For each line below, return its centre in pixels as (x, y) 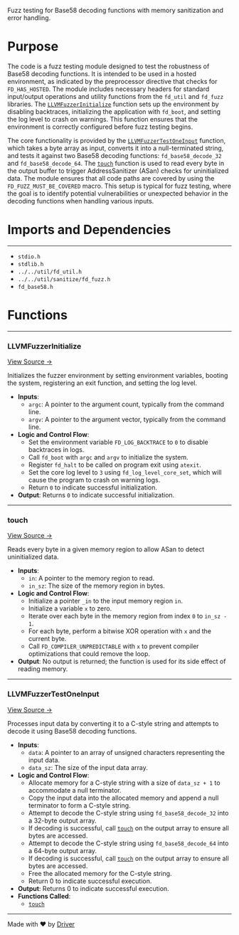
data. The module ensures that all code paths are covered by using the (111, 178)
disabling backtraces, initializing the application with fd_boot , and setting (114, 111)
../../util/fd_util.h (49, 272)
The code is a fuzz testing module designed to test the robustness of (108, 66)
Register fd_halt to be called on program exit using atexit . (115, 465)
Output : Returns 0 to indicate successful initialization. (96, 495)
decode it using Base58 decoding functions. (72, 731)
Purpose (33, 47)
